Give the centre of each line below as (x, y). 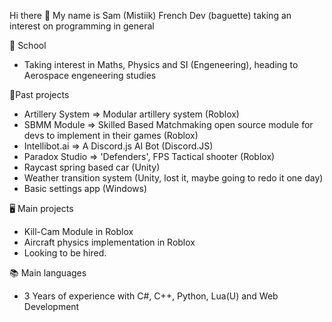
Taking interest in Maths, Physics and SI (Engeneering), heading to (161, 64)
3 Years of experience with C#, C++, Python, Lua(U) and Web (151, 296)
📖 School (28, 45)
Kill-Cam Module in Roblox (78, 231)
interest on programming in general (82, 26)
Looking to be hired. (65, 253)
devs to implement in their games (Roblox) (111, 135)
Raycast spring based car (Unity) (92, 167)
